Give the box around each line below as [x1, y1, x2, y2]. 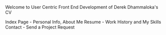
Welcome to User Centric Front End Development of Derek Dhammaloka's [5, 4, 158, 10]
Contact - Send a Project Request [5, 24, 75, 30]
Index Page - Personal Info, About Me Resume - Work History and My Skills [5, 19, 161, 25]
